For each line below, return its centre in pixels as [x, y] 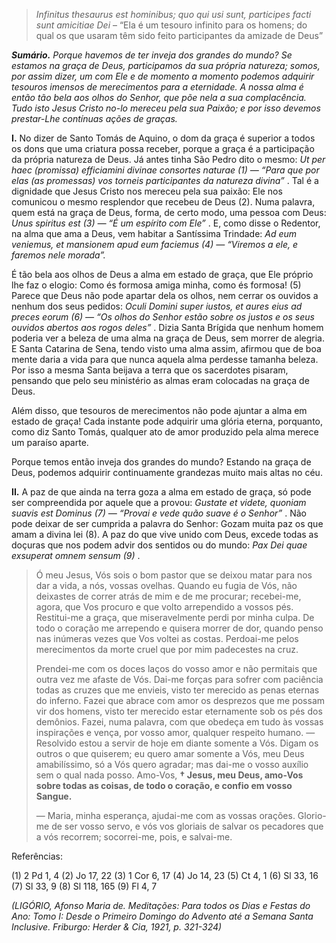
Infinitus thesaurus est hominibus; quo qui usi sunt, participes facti [173, 14]
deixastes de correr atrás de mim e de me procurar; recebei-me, [168, 596]
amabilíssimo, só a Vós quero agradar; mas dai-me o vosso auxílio [172, 764]
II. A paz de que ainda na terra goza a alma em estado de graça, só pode [161, 492]
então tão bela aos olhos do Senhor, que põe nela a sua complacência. [159, 97]
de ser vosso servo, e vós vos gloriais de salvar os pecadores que [187, 826]
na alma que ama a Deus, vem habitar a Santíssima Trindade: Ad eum [154, 233]
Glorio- [312, 815]
